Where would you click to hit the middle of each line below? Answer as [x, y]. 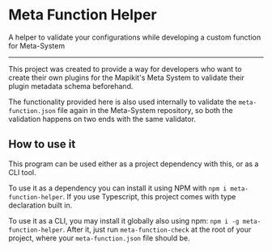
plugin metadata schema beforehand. [71, 86]
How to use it [42, 144]
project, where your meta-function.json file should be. [99, 238]
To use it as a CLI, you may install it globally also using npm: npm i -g [124, 220]
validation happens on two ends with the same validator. [102, 119]
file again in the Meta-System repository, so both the [145, 110]
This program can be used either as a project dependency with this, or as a [134, 164]
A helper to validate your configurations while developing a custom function [135, 37]
